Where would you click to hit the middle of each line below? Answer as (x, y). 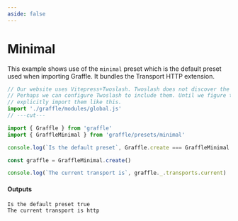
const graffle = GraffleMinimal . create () (69, 160)
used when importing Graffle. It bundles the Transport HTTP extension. (111, 76)
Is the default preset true (49, 204)
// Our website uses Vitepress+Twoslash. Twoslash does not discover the (119, 89)
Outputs (20, 189)
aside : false (27, 14)
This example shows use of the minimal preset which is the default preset (114, 69)
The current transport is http (53, 211)
